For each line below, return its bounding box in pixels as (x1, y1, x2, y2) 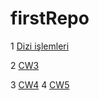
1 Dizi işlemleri (10, 40, 70, 52)
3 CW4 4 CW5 (10, 78, 70, 91)
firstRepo (10, 7, 90, 30)
